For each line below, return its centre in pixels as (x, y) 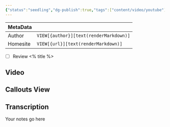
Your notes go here (25, 119)
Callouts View (28, 90)
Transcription (27, 107)
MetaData (20, 27)
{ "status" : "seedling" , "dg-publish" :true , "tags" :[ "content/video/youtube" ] (86, 10)
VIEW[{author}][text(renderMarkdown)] (83, 35)
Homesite (19, 44)
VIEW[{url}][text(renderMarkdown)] (79, 44)
